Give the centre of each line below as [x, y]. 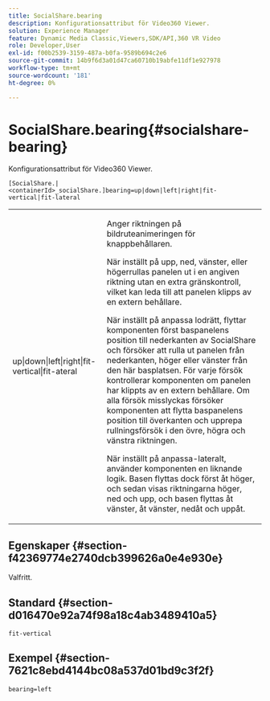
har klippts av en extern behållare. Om [178, 390]
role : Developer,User [45, 46]
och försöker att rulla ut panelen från [176, 350]
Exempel [31, 658]
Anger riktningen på [144, 224]
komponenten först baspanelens [168, 330]
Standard [32, 603]
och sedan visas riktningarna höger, [174, 489]
